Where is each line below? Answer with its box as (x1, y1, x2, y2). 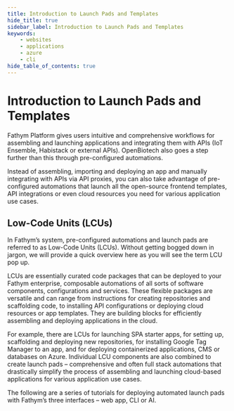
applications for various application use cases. (7, 375, 142, 384)
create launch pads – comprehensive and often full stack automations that (7, 360, 222, 369)
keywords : (7, 30, 37, 37)
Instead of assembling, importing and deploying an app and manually (7, 167, 207, 176)
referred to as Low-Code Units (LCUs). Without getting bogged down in (7, 243, 214, 252)
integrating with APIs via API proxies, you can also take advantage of (7, 174, 207, 183)
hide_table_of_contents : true (7, 63, 96, 70)
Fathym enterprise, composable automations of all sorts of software (7, 279, 204, 288)
